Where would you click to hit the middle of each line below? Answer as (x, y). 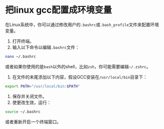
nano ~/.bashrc (21, 56)
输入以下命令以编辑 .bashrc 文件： (46, 47)
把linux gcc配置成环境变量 (58, 10)
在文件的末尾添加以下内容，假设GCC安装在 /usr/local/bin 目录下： (80, 77)
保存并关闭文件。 (29, 96)
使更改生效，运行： (32, 102)
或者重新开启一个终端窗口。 (33, 122)
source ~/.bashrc (23, 112)
